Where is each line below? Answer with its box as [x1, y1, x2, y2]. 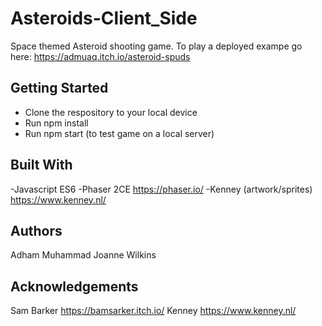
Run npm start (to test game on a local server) [24, 127, 215, 139]
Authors [10, 222, 63, 239]
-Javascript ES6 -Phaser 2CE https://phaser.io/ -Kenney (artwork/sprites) [10, 183, 313, 195]
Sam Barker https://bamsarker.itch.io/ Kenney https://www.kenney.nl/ [10, 305, 297, 317]
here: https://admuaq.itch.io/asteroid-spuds [10, 50, 191, 62]
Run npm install [24, 117, 89, 129]
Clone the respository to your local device [24, 106, 198, 118]
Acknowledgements [10, 278, 139, 295]
